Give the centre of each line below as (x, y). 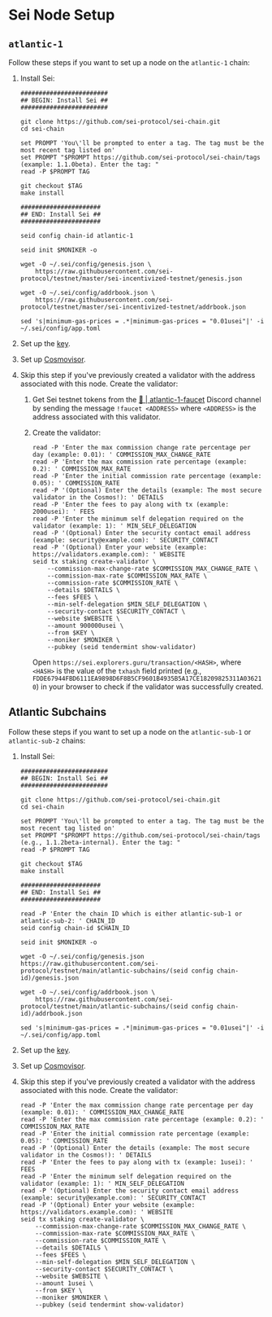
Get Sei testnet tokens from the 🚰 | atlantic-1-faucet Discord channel (147, 399)
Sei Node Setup (62, 15)
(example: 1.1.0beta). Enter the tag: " (89, 165)
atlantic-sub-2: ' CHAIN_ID (67, 921)
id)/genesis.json (50, 978)
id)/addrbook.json (51, 1013)
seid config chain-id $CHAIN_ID (75, 928)
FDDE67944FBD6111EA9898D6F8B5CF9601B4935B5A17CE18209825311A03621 (147, 678)
